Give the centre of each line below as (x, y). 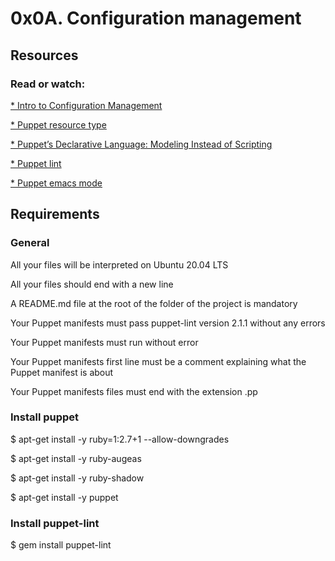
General (30, 243)
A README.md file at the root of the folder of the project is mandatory (154, 303)
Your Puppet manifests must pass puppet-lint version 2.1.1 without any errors (168, 323)
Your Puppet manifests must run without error (104, 342)
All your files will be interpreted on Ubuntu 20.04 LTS (119, 264)
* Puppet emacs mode (56, 183)
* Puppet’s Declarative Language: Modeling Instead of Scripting (141, 144)
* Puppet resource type (58, 124)
